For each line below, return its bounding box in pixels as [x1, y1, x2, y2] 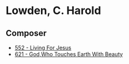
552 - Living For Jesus [14, 44, 72, 51]
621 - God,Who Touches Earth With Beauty [14, 51, 123, 58]
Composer [6, 28, 47, 38]
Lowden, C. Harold [6, 4, 101, 18]
